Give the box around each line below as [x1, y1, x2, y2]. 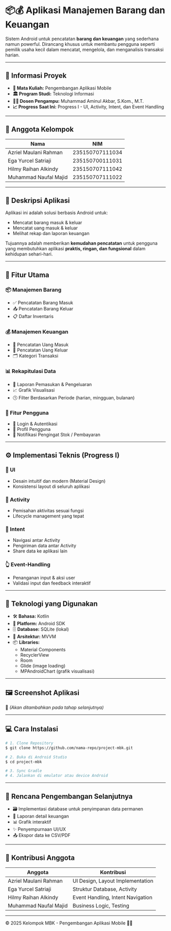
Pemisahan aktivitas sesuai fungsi [12, 507, 84, 513]
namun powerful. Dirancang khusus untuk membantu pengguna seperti [5, 41, 155, 47]
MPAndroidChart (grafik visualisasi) [20, 668, 95, 675]
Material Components [20, 647, 66, 653]
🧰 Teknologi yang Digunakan [5, 599, 98, 608]
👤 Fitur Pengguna [5, 409, 49, 416]
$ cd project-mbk [5, 759, 42, 764]
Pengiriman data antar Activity [12, 543, 76, 549]
